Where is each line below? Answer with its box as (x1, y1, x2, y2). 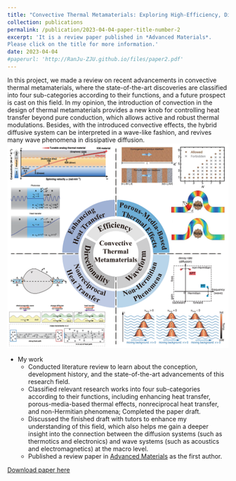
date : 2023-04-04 (7, 48, 58, 55)
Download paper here (7, 466, 70, 474)
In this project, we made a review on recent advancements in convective (7, 76, 217, 84)
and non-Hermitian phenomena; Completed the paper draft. (27, 407, 202, 416)
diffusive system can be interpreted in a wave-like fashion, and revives (7, 128, 212, 136)
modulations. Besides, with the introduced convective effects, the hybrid (7, 120, 218, 129)
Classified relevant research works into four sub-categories (27, 385, 201, 393)
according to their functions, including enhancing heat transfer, (27, 392, 211, 400)
